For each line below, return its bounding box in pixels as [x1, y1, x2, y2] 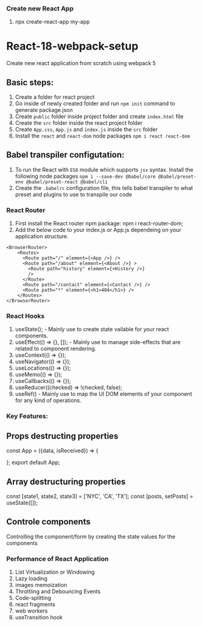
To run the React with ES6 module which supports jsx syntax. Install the [15, 166, 194, 173]
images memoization [15, 582, 68, 589]
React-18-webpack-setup [6, 40, 138, 53]
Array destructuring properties [6, 476, 126, 487]
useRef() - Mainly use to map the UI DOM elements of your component [15, 390, 192, 398]
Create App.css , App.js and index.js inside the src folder [15, 126, 158, 133]
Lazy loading [15, 575, 47, 582]
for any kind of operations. [15, 397, 82, 404]
